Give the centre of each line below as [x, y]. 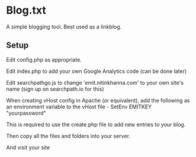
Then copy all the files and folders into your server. [68, 136]
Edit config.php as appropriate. [44, 59]
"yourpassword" [26, 113]
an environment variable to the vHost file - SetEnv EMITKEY [79, 107]
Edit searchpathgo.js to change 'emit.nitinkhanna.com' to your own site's [95, 82]
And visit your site [28, 147]
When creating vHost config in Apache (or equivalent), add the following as [98, 100]
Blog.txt [26, 10]
